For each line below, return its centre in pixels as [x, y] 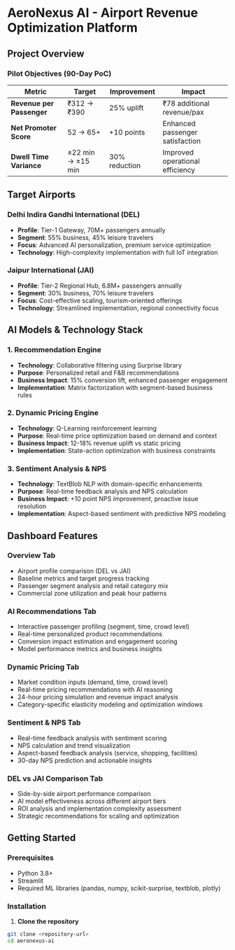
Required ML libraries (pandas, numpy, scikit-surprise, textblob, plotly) [119, 888]
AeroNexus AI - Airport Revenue [102, 13]
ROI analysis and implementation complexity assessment [99, 809]
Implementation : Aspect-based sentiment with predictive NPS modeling [121, 514]
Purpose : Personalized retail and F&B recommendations [98, 372]
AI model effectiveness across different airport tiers [92, 801]
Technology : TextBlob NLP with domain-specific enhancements [110, 484]
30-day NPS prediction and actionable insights [85, 760]
